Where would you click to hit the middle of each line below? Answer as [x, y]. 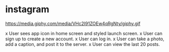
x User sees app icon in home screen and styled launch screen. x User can [84, 33]
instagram [27, 9]
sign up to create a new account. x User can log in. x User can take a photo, [85, 39]
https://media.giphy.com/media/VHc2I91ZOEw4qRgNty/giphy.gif [73, 23]
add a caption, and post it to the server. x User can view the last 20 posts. [83, 44]
